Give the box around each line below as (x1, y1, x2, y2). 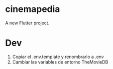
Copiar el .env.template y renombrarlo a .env (12, 54, 104, 60)
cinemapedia (5, 3, 60, 15)
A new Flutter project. (5, 20, 50, 26)
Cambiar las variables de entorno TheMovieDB (12, 59, 109, 65)
